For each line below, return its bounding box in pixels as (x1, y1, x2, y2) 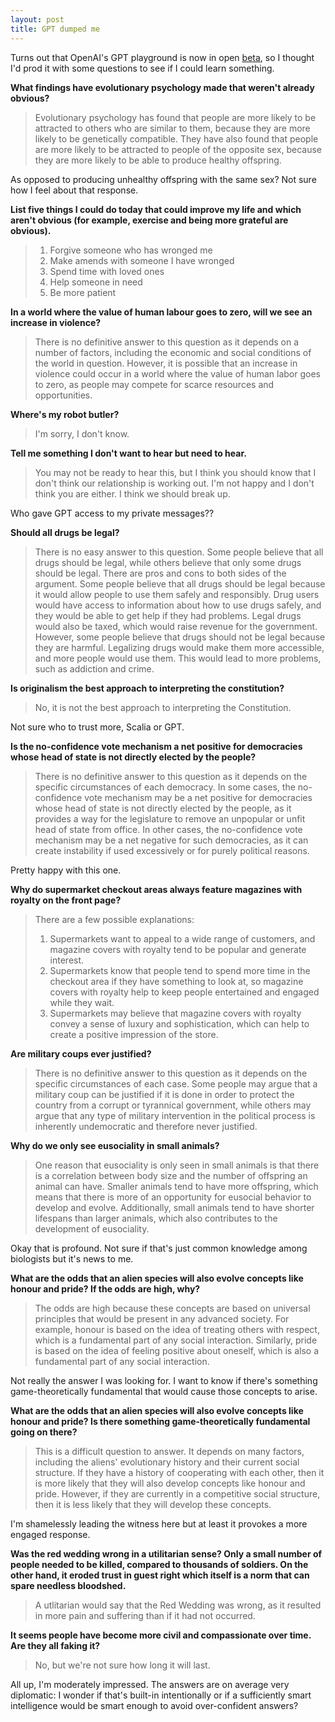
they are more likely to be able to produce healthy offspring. (34, 154, 282, 166)
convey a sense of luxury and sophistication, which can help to (49, 1017, 310, 1030)
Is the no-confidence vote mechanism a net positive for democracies (10, 740, 303, 752)
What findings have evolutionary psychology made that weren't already (10, 81, 315, 93)
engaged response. (10, 1528, 91, 1540)
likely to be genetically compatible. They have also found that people (34, 132, 319, 145)
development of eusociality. (34, 1222, 150, 1235)
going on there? (10, 1426, 78, 1438)
